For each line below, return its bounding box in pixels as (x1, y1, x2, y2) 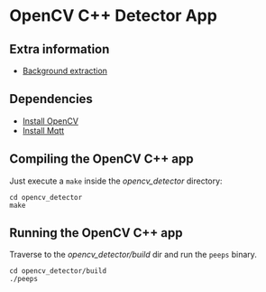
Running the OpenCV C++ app (9, 225, 183, 240)
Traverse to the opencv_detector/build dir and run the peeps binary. (9, 250, 257, 260)
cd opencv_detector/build (9, 267, 106, 276)
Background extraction (22, 65, 108, 76)
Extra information (9, 42, 110, 57)
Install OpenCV (22, 115, 79, 127)
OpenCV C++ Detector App (9, 5, 218, 26)
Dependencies (9, 91, 93, 107)
